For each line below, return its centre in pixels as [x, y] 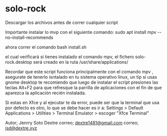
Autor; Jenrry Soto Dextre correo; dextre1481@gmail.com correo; [72, 123]
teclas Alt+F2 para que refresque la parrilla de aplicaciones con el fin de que [83, 87]
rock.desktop [19, 62]
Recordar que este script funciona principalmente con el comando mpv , [79, 71]
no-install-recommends [29, 37]
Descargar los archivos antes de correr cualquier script [62, 22]
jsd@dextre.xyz [21, 128]
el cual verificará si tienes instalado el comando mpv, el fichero [70, 57]
